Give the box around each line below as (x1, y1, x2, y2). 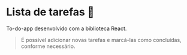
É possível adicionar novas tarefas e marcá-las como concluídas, (20, 36, 182, 43)
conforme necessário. (20, 43, 76, 50)
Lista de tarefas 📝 (6, 5, 95, 19)
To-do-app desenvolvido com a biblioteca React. (6, 25, 127, 32)
